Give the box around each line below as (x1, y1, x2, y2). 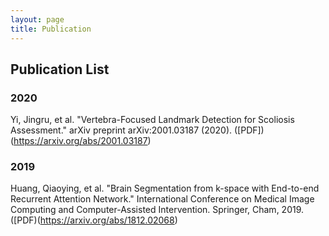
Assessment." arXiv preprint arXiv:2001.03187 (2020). (10, 124, 233, 136)
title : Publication (10, 24, 92, 34)
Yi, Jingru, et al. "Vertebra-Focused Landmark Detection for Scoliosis (10, 114, 295, 126)
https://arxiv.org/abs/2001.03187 (13, 135, 148, 147)
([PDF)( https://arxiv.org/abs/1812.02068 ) (10, 214, 178, 226)
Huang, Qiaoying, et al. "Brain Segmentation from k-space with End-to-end (10, 182, 320, 195)
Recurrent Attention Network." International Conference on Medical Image (10, 193, 315, 205)
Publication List (10, 61, 110, 78)
